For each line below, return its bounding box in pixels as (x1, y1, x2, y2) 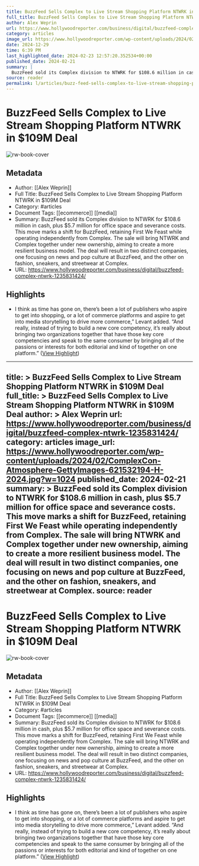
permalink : (6, 81, 33, 87)
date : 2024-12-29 (6, 42, 49, 48)
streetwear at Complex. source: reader (6, 586, 152, 596)
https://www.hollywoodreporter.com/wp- (6, 446, 164, 456)
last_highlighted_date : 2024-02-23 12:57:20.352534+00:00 (6, 53, 152, 59)
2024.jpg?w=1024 (6, 474, 76, 484)
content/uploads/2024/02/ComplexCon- (6, 456, 161, 466)
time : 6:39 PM (6, 48, 41, 53)
